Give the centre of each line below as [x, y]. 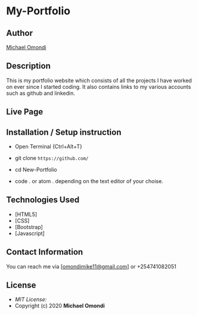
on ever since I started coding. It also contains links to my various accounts [99, 87]
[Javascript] [30, 233]
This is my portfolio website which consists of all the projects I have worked [99, 80]
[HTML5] [26, 214]
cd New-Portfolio [36, 170]
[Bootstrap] [29, 227]
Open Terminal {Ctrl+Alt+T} [48, 147]
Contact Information [45, 252]
